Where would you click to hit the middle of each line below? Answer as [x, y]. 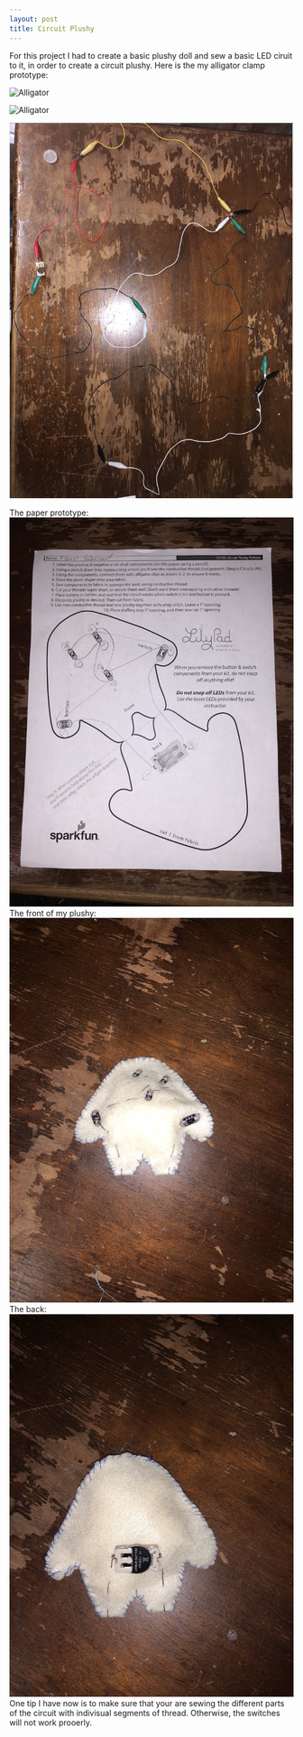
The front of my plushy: [53, 913]
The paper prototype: [49, 513]
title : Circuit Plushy [52, 28]
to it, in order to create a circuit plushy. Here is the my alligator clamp [138, 65]
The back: [28, 1310]
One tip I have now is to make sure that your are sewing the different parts [147, 1704]
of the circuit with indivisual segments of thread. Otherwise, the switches [145, 1714]
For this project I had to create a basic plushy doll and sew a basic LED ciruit [151, 55]
